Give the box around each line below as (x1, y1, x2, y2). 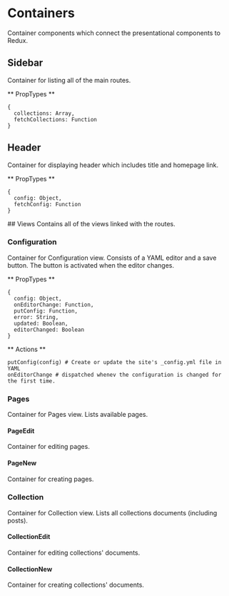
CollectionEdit (7, 532, 51, 541)
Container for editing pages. (7, 443, 91, 451)
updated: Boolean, (14, 320, 69, 327)
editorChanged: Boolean (14, 326, 84, 333)
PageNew (7, 458, 37, 467)
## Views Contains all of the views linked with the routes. (7, 219, 176, 228)
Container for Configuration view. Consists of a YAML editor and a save (7, 253, 217, 262)
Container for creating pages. (7, 475, 94, 483)
